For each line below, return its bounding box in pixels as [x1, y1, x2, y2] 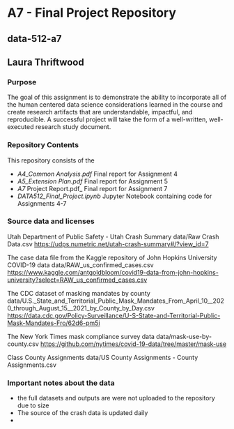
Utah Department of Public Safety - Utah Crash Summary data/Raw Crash [7, 232, 219, 241]
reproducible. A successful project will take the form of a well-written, [7, 115, 208, 123]
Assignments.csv [7, 361, 57, 369]
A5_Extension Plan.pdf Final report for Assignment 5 [17, 176, 169, 186]
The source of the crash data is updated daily [17, 409, 148, 417]
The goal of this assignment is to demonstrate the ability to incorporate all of [7, 93, 227, 102]
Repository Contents [7, 140, 79, 150]
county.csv [7, 340, 40, 348]
